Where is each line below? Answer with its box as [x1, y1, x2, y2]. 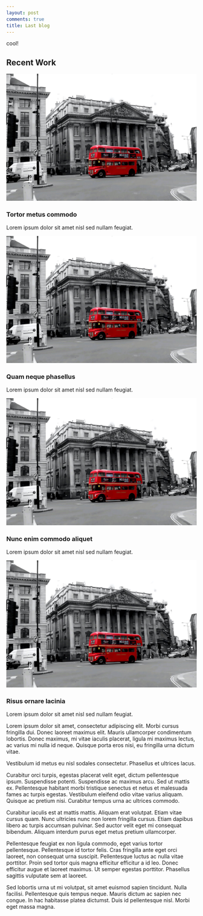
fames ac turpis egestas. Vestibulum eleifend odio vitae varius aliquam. [6, 791, 184, 798]
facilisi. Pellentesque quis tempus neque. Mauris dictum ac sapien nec [6, 890, 181, 898]
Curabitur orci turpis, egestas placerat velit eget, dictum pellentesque [6, 771, 179, 779]
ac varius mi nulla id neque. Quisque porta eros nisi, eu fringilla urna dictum [6, 742, 195, 749]
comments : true [6, 16, 45, 22]
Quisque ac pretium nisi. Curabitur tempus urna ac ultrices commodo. [6, 797, 180, 805]
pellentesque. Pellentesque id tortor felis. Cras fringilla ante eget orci [6, 846, 177, 854]
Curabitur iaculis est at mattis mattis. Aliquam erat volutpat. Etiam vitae [6, 809, 182, 816]
